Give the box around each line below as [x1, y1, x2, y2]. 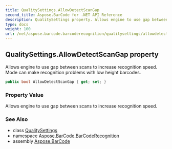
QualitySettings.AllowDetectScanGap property [5, 50, 159, 59]
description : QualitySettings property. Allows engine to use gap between [5, 17, 168, 22]
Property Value [5, 91, 44, 98]
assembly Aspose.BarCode [12, 138, 70, 144]
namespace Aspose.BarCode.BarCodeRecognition [12, 133, 119, 139]
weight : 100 [5, 27, 31, 32]
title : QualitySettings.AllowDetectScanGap [5, 7, 100, 13]
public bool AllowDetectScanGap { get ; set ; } [5, 79, 106, 84]
